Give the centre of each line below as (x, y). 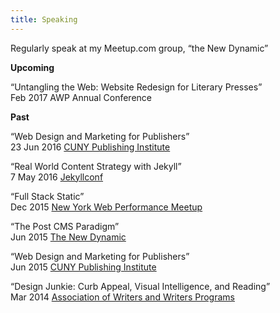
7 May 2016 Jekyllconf (57, 177)
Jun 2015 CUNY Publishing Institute (83, 267)
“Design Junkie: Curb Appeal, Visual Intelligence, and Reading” (140, 286)
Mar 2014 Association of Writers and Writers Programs (122, 297)
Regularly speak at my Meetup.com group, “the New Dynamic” (139, 48)
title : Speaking (44, 19)
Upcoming (32, 67)
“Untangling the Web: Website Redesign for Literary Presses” (136, 87)
